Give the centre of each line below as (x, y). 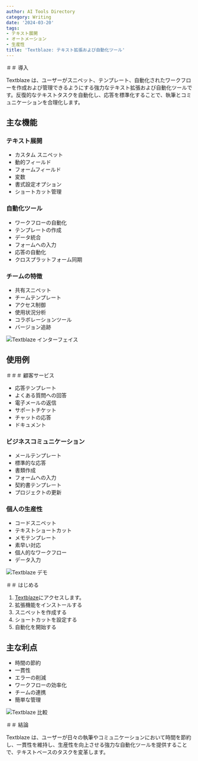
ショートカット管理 (38, 192)
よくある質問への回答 (40, 395)
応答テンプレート (35, 388)
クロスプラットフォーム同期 (48, 259)
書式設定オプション (38, 184)
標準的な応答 (30, 463)
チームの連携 (30, 693)
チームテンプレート (38, 298)
